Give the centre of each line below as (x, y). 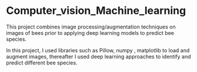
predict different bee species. (42, 63)
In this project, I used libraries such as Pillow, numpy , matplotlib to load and (98, 50)
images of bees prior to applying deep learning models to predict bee (90, 33)
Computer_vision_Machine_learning (96, 11)
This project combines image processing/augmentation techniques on (91, 27)
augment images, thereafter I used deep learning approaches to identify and (98, 56)
